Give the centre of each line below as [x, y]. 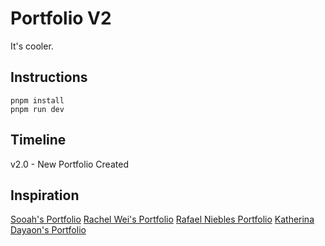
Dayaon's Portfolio [48, 230]
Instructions [49, 77]
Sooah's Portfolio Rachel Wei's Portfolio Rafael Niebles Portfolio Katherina [162, 219]
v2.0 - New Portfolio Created [69, 164]
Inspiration [45, 195]
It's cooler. [32, 46]
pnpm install [37, 100]
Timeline [38, 140]
